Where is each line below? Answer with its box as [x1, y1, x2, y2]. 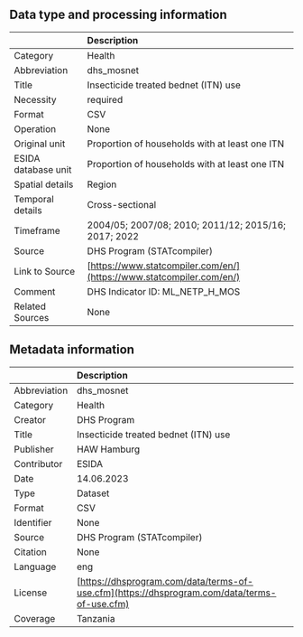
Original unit [14, 137, 66, 150]
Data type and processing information [9, 7, 227, 23]
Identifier [14, 516, 52, 529]
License [14, 586, 48, 599]
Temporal [14, 192, 54, 205]
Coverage [14, 612, 56, 624]
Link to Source [14, 265, 75, 277]
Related [14, 300, 47, 313]
